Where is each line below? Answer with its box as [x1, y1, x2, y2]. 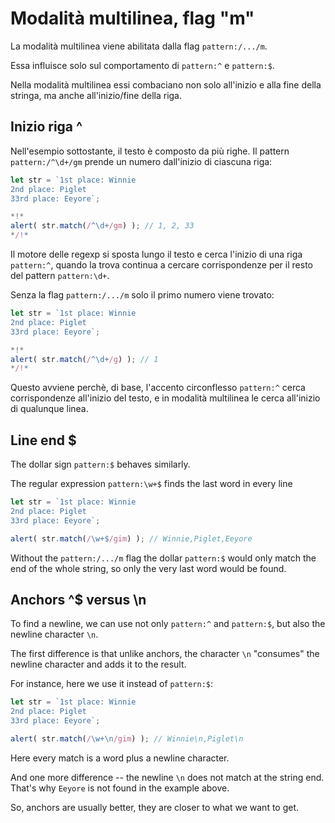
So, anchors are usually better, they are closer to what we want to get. [10, 801, 300, 813]
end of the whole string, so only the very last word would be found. [10, 562, 287, 574]
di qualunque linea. [10, 403, 89, 415]
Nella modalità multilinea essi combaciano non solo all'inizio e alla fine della [10, 78, 322, 91]
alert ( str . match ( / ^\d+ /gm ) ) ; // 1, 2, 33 [10, 221, 195, 231]
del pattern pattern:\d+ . [10, 270, 110, 281]
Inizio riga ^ [10, 118, 83, 136]
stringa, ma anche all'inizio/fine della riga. [10, 89, 183, 101]
